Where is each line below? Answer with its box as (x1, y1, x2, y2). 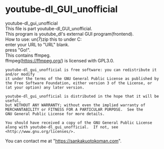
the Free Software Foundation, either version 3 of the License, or (5, 81, 152, 86)
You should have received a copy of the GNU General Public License (5, 120, 152, 125)
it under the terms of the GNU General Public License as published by (5, 76, 159, 81)
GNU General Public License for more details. (5, 111, 105, 116)
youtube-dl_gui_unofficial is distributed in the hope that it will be (5, 94, 159, 99)
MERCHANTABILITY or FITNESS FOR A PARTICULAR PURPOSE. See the (5, 107, 143, 112)
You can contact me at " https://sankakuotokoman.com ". (5, 137, 122, 144)
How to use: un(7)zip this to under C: (5, 36, 82, 42)
